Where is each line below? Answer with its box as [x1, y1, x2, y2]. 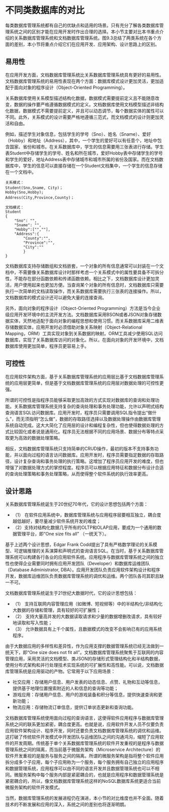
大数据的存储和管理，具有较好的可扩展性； [12, 607, 101, 613]
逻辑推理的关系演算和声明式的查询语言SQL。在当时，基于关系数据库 [18, 548, 159, 554]
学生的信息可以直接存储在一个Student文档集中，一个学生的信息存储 [22, 163, 162, 169]
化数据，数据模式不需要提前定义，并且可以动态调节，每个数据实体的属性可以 [5, 107, 164, 114]
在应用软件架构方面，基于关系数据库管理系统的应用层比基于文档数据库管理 [5, 373, 159, 380]
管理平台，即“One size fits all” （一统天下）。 [17, 531, 109, 537]
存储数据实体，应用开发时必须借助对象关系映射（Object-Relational [5, 324, 142, 330]
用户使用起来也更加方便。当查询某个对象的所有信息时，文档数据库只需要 [14, 282, 164, 288]
